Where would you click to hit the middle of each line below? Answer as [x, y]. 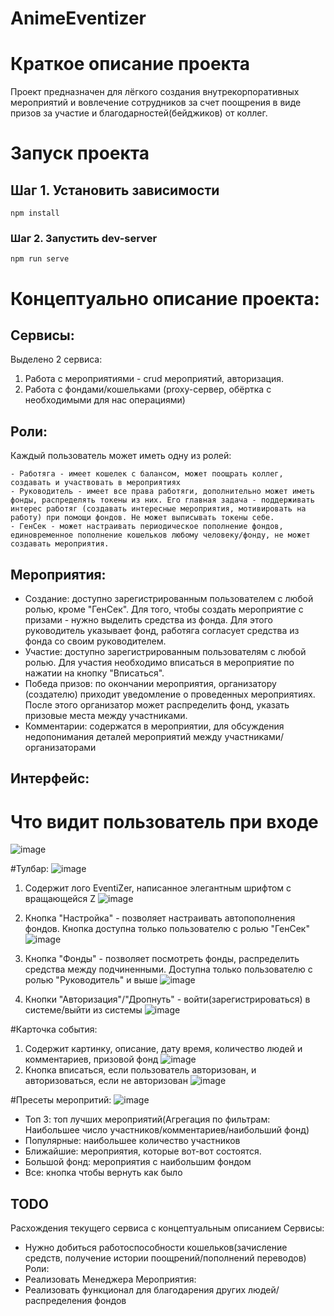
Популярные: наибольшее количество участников [132, 1141]
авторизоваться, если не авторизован [106, 1081]
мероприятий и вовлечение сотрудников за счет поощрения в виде [156, 103]
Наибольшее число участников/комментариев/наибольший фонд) [167, 1130]
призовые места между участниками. [106, 716]
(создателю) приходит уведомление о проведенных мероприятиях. [170, 694]
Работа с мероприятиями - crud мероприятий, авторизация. [154, 379]
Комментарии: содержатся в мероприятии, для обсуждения [154, 726]
